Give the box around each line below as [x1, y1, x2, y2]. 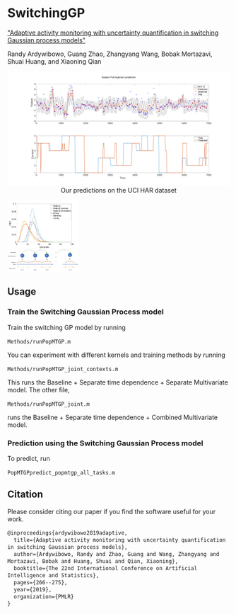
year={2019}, [13, 586, 52, 593]
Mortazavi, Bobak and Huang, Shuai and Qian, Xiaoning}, [7, 557, 179, 564]
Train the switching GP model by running [7, 323, 126, 331]
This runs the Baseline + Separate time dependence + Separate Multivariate [7, 377, 228, 387]
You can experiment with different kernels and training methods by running [7, 351, 226, 359]
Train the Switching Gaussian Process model [7, 307, 164, 317]
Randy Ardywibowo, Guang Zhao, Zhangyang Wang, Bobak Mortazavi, [7, 50, 213, 58]
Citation [7, 489, 44, 501]
